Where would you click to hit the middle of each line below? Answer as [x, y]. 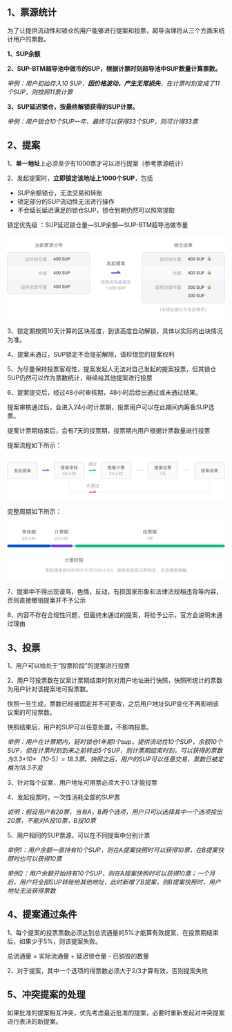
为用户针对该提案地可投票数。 [49, 689]
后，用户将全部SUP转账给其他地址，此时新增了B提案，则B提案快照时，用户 [114, 882]
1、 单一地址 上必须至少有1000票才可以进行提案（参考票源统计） [97, 163]
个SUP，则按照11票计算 [40, 91]
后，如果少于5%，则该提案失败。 [55, 941]
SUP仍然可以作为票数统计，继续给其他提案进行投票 [80, 377]
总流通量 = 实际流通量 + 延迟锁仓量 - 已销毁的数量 [78, 956]
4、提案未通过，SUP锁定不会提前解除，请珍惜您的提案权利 [91, 354]
